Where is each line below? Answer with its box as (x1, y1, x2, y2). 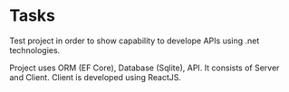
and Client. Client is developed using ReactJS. (9, 71, 181, 82)
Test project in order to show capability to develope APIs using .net (9, 35, 260, 46)
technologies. (9, 44, 61, 55)
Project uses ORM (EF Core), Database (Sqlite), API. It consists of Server (9, 62, 280, 73)
